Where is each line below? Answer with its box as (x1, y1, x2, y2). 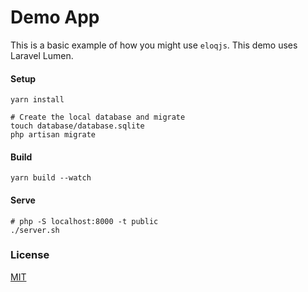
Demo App (10, 6, 100, 29)
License (10, 248, 50, 262)
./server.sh (10, 225, 60, 235)
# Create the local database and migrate (10, 112, 186, 123)
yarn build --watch (10, 173, 92, 183)
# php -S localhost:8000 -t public (10, 216, 159, 226)
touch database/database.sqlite (10, 121, 145, 131)
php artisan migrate (10, 130, 97, 140)
